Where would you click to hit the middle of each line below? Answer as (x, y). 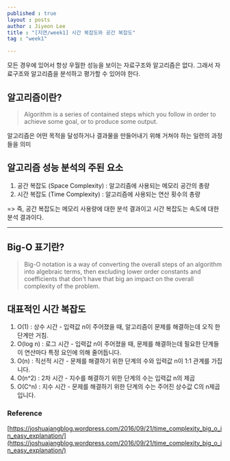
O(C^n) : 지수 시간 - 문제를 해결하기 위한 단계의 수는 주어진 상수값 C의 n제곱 (118, 386)
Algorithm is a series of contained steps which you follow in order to (120, 114)
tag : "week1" (27, 39)
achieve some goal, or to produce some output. (91, 121)
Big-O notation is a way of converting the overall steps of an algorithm (123, 264)
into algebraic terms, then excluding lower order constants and (112, 272)
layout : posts (29, 20)
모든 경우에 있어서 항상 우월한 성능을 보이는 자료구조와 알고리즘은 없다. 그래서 (110, 65)
